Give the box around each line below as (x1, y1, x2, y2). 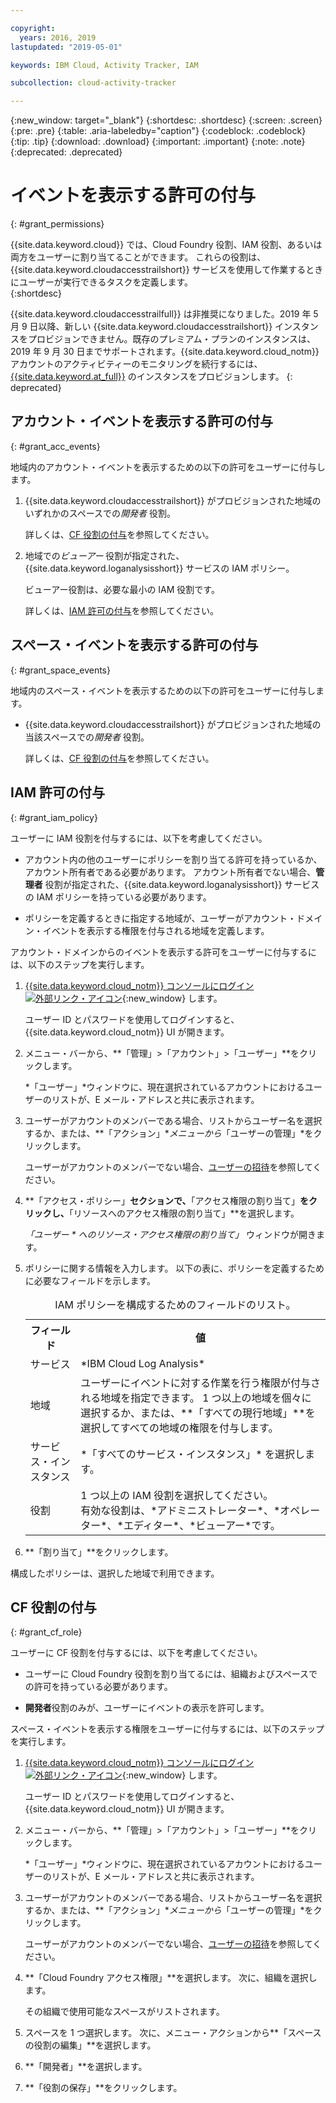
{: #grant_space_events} (10, 664, 111, 676)
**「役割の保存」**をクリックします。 (24, 2082, 183, 2094)
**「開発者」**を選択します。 (24, 2061, 148, 2073)
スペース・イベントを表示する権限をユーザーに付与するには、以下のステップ (10, 1723, 325, 1735)
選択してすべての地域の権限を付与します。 (80, 1421, 279, 1435)
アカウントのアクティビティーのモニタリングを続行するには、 (10, 358, 263, 370)
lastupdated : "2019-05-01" (10, 42, 123, 52)
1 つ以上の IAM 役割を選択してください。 (80, 1488, 274, 1502)
